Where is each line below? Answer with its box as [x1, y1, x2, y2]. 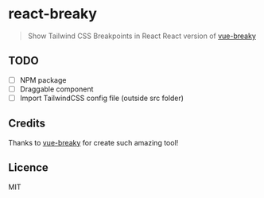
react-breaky [8, 5, 98, 23]
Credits [8, 117, 46, 130]
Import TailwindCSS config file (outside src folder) [19, 93, 184, 103]
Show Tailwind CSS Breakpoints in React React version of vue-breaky [27, 31, 257, 41]
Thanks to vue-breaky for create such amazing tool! [8, 138, 179, 147]
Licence [8, 161, 49, 175]
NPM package [19, 75, 67, 84]
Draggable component [19, 84, 94, 94]
